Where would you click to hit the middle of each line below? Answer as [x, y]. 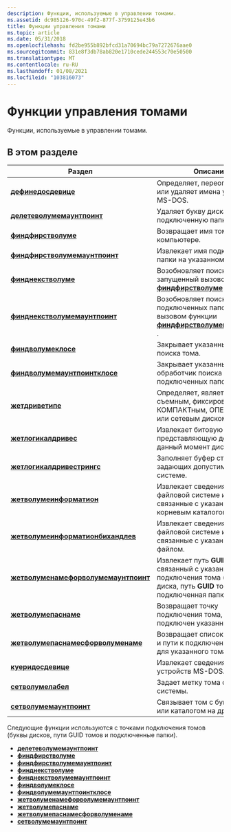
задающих [174, 467]
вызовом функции [187, 316]
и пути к [170, 643]
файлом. [171, 549]
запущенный [178, 279]
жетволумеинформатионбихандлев [73, 536]
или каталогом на [186, 711]
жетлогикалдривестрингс [56, 467]
